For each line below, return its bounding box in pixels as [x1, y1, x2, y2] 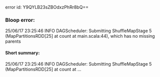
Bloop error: [5, 16, 35, 23]
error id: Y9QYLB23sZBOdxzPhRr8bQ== [5, 4, 89, 10]
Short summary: [5, 50, 40, 56]
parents [5, 38, 21, 44]
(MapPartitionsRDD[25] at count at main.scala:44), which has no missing [5, 33, 155, 39]
